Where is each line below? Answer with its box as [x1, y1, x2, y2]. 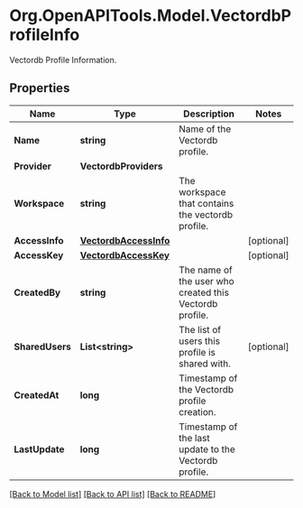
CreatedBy [14, 286, 61, 299]
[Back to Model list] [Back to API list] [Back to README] [9, 488, 216, 499]
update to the [179, 443, 236, 456]
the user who [179, 274, 234, 287]
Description [183, 107, 235, 120]
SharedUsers [14, 340, 72, 353]
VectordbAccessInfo [79, 234, 170, 246]
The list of [179, 323, 222, 336]
